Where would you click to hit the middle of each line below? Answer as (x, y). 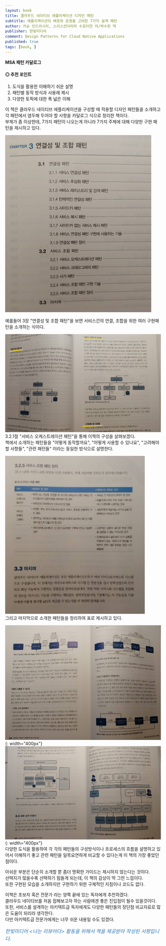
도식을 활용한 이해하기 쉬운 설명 (42, 86)
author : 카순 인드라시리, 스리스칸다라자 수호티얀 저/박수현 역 (61, 26)
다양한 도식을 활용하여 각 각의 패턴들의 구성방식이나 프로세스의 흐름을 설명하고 (80, 849)
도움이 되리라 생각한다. (32, 913)
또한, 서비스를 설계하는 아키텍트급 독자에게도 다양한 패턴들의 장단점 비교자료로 (80, 907)
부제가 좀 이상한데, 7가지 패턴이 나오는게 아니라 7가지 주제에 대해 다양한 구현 (79, 122)
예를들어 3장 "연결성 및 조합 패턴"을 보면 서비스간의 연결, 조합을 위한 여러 (76, 320)
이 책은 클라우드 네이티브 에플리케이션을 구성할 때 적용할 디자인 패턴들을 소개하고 (83, 109)
